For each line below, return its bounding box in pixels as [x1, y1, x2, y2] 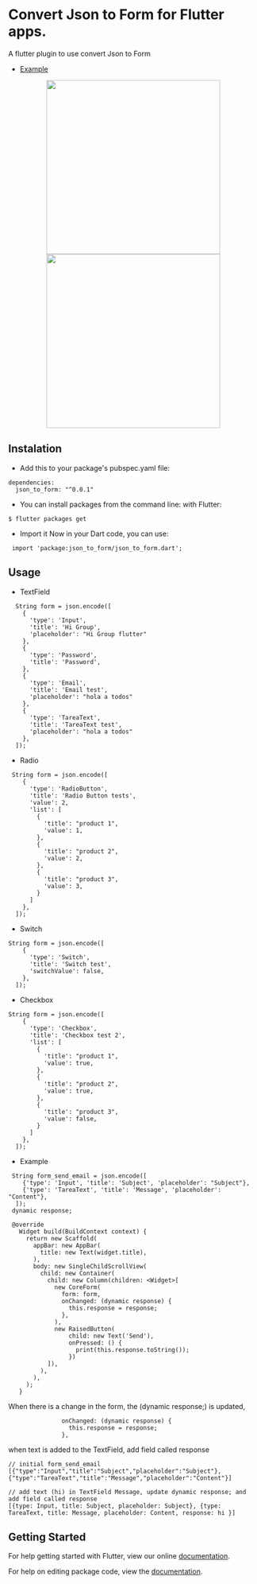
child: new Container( [40, 1269, 115, 1277]
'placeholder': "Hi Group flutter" [29, 630, 148, 638]
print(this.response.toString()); [75, 1345, 190, 1353]
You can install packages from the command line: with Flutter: [19, 499, 222, 509]
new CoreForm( [54, 1283, 102, 1291]
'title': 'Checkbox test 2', [29, 1031, 126, 1039]
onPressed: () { [68, 1338, 123, 1347]
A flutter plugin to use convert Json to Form [8, 49, 151, 58]
